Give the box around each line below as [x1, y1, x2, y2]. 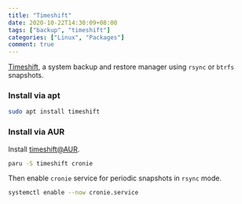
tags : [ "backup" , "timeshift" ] [8, 26, 111, 34]
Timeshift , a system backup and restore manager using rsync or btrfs [8, 62, 234, 71]
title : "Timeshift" [8, 11, 72, 20]
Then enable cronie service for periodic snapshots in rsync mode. [8, 173, 222, 183]
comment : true [8, 41, 55, 49]
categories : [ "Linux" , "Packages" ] [8, 33, 125, 42]
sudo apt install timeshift [8, 107, 101, 116]
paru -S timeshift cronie [8, 159, 93, 167]
